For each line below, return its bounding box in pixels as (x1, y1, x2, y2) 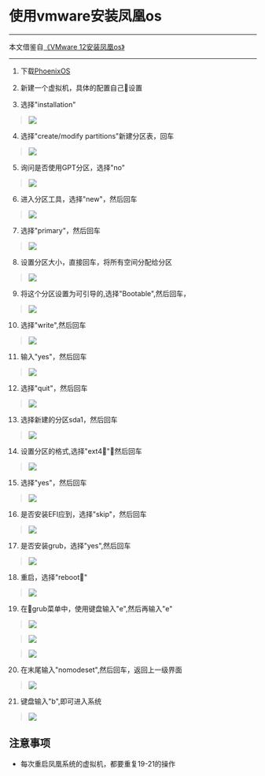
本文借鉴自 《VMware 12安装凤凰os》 (9, 42, 125, 51)
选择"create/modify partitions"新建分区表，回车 (20, 131, 175, 140)
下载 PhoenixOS (20, 66, 71, 76)
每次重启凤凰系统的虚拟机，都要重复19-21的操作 (20, 759, 176, 768)
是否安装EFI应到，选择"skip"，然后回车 (20, 509, 148, 518)
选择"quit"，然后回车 (20, 383, 88, 392)
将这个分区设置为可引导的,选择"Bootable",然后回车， (20, 288, 191, 298)
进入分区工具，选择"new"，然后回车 (20, 194, 138, 203)
